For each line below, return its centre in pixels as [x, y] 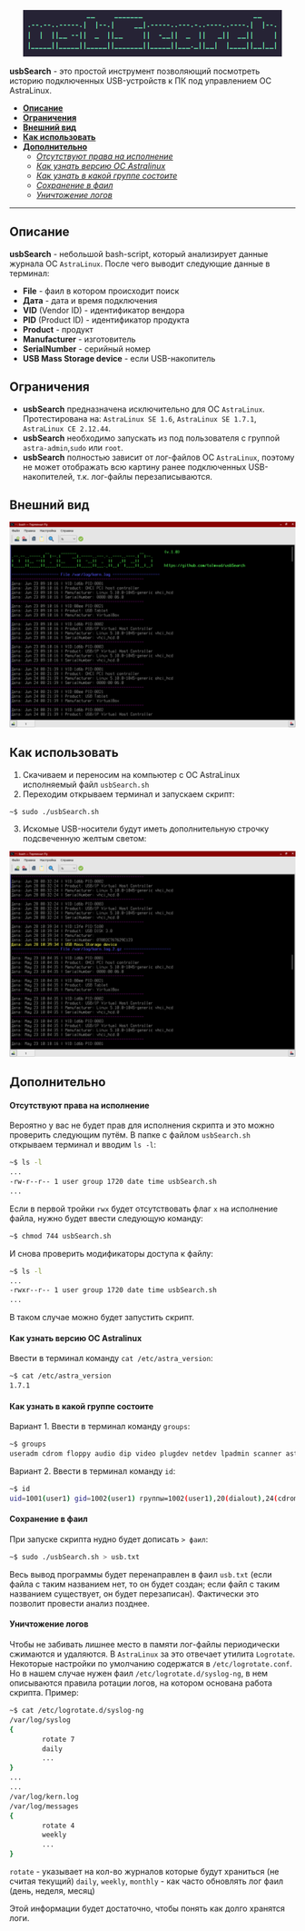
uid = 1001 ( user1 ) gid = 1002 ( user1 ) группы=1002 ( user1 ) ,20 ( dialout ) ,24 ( [144, 1498]
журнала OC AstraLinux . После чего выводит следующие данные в [140, 264]
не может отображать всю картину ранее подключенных [134, 467]
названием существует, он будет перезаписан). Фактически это [134, 1593]
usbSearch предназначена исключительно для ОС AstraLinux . [143, 409]
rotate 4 [59, 1826]
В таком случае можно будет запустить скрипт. [102, 1318]
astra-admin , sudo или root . [73, 447]
